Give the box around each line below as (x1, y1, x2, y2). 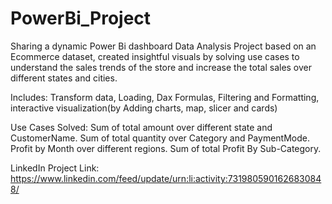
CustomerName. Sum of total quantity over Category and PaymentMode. (10, 132, 310, 144)
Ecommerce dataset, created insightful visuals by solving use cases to (10, 50, 300, 62)
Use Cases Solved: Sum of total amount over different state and (10, 121, 273, 133)
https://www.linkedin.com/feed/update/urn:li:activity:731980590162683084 (10, 172, 322, 184)
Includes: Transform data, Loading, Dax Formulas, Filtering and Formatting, (10, 91, 320, 103)
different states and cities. (10, 72, 118, 84)
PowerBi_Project (10, 7, 152, 30)
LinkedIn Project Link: (10, 162, 100, 174)
